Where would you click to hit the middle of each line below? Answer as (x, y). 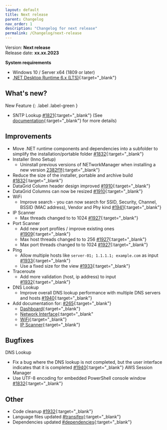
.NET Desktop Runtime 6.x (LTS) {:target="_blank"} (64, 78)
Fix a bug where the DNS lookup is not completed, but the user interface (87, 362)
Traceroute (24, 271)
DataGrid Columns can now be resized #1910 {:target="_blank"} (77, 191)
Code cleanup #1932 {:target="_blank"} (53, 411)
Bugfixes (20, 340)
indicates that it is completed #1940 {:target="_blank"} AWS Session (82, 368)
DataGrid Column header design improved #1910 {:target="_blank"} (81, 186)
